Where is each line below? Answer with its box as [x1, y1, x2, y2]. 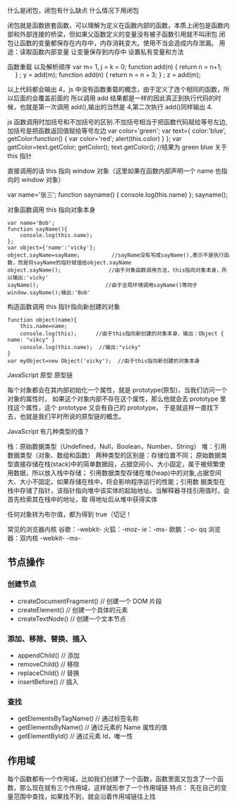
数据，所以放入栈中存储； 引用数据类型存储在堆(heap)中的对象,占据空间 [13, 468, 222, 477]
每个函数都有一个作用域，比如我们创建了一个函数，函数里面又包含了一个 [7, 775, 217, 783]
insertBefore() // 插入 [17, 677, 79, 686]
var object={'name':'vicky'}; [7, 244, 97, 251]
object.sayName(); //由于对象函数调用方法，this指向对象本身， [7, 267, 222, 274]
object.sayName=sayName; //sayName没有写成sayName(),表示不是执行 [7, 252, 224, 259]
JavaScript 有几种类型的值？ [7, 427, 90, 435]
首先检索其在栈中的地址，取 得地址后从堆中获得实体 [7, 495, 157, 503]
